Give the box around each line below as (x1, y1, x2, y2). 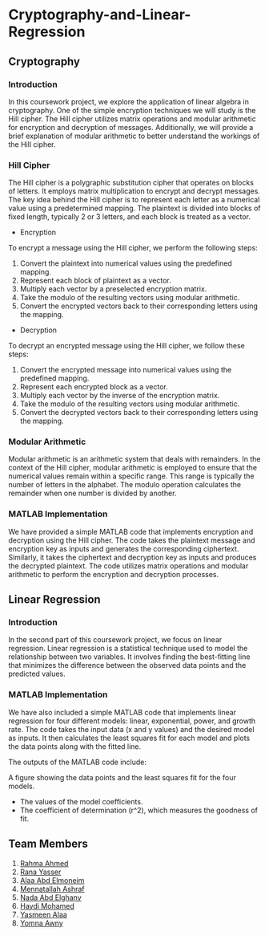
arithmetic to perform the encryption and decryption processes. (8, 569, 219, 579)
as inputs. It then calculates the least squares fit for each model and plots (8, 733, 251, 743)
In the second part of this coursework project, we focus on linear (8, 635, 223, 645)
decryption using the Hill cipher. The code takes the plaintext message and (8, 535, 255, 545)
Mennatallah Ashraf (19, 884, 86, 893)
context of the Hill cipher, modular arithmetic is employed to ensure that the (8, 463, 258, 473)
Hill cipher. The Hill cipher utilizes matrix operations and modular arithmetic (8, 114, 256, 124)
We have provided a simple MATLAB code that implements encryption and (8, 527, 254, 536)
